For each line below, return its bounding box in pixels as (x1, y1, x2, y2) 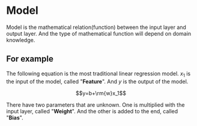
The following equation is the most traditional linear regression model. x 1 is (6, 70, 191, 78)
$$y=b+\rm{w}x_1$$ (75, 89, 127, 96)
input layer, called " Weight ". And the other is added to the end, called (6, 107, 178, 115)
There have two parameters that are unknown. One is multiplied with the (6, 101, 185, 109)
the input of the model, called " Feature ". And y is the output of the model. (6, 78, 189, 85)
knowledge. (6, 36, 35, 43)
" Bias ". (6, 114, 23, 121)
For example (6, 54, 54, 64)
